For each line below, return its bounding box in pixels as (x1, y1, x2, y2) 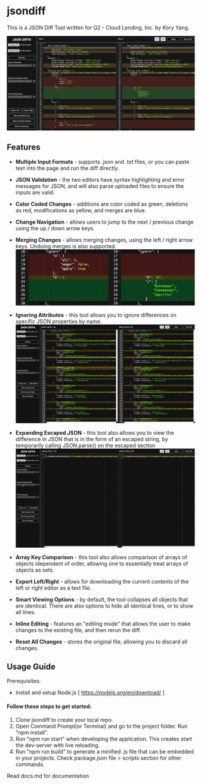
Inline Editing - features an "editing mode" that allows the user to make (15, 620, 191, 627)
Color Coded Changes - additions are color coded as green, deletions (15, 200, 188, 208)
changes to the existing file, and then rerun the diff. (15, 626, 141, 633)
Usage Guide (7, 662, 56, 672)
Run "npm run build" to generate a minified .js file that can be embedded (15, 748, 194, 755)
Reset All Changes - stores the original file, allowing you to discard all (15, 638, 187, 645)
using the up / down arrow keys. (15, 224, 95, 231)
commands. (15, 761, 45, 768)
